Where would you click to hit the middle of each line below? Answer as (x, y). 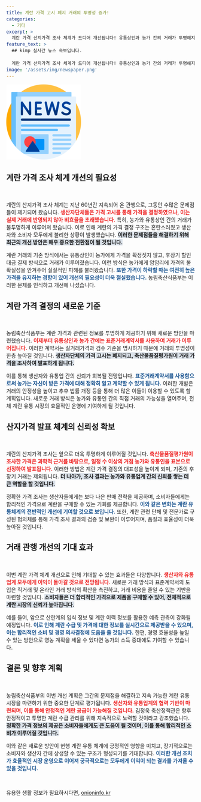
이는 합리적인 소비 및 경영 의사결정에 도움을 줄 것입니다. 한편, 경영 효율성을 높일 (98, 632)
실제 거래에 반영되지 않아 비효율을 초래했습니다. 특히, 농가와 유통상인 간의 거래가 (99, 220)
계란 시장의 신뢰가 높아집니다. (40, 605)
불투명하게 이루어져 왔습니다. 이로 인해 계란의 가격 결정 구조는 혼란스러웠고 (93, 228)
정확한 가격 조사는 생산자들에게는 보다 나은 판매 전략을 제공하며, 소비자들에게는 (98, 496)
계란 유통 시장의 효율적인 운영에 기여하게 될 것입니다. (74, 406)
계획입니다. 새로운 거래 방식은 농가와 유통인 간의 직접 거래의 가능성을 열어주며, (97, 399)
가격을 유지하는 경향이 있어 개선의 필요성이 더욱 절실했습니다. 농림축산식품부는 (97, 278)
